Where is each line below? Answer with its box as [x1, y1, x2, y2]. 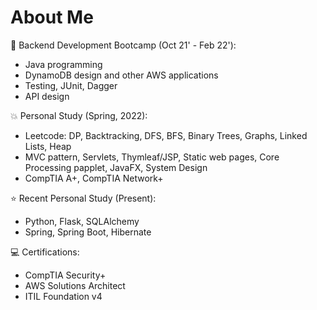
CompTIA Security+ [24, 269, 107, 281]
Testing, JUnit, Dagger [24, 79, 118, 91]
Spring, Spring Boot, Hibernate [24, 226, 152, 238]
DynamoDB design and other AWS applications [24, 69, 219, 81]
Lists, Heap [24, 140, 72, 152]
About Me [10, 6, 94, 29]
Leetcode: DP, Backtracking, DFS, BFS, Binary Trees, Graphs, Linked [24, 129, 308, 141]
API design [24, 90, 70, 102]
